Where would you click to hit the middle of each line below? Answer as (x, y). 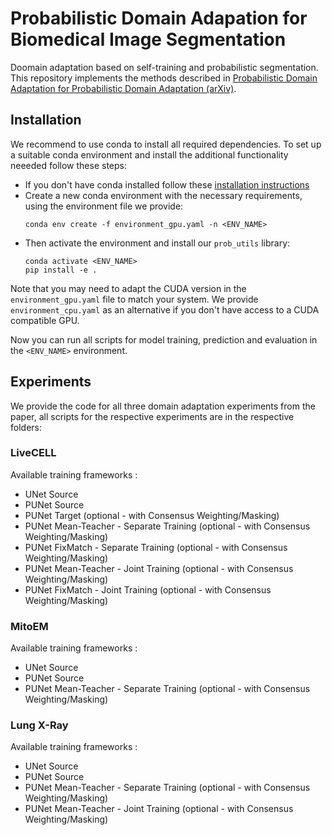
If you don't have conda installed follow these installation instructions (167, 184)
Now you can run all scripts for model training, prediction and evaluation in (164, 339)
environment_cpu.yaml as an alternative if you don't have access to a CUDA (165, 309)
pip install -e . (61, 270)
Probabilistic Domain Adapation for (159, 18)
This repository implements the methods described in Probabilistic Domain (164, 78)
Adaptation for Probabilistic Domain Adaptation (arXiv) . (123, 88)
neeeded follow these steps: (68, 165)
